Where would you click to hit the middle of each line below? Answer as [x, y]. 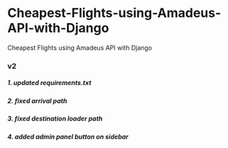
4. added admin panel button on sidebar [68, 137]
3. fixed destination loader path [55, 119]
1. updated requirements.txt [49, 83]
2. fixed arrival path [37, 101]
